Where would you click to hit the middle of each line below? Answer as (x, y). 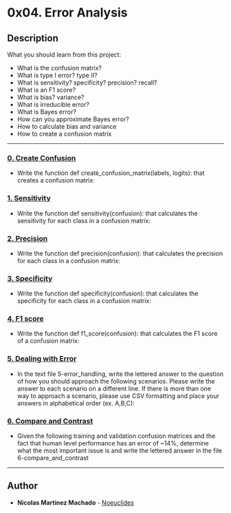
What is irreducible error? (53, 104)
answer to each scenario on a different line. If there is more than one (114, 388)
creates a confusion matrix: (56, 180)
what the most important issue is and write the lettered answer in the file (119, 451)
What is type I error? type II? (57, 75)
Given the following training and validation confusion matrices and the (116, 436)
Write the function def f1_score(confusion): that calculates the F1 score (117, 334)
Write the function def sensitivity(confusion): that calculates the (107, 213)
